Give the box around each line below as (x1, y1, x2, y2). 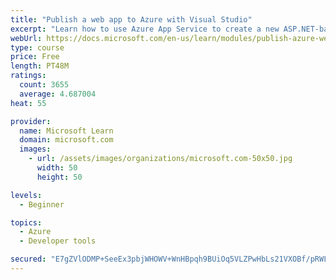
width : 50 (36, 163, 78, 173)
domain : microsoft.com (19, 135, 114, 145)
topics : (10, 217, 43, 228)
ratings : (10, 71, 47, 81)
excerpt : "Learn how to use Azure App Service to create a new (10, 24, 280, 34)
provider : (10, 116, 52, 126)
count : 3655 (19, 80, 70, 90)
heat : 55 (10, 98, 47, 108)
